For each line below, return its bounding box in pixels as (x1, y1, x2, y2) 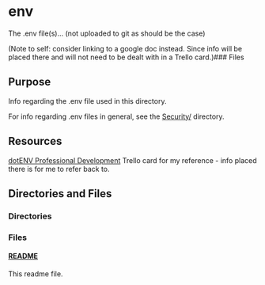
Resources (8, 135, 62, 148)
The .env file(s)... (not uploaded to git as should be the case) (8, 28, 206, 38)
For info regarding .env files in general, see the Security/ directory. (8, 112, 225, 121)
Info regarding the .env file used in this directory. (8, 96, 167, 105)
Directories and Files (8, 187, 112, 200)
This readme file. (8, 269, 63, 279)
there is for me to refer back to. (8, 164, 110, 173)
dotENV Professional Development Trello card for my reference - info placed (8, 155, 257, 165)
